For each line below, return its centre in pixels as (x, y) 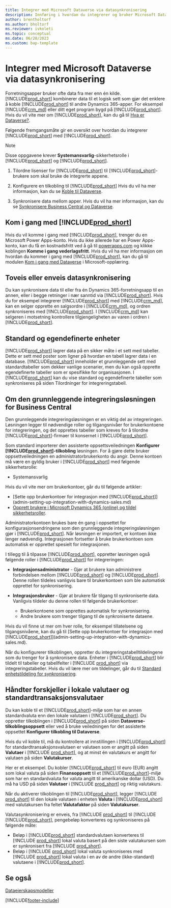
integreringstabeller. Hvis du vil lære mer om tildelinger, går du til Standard (83, 668)
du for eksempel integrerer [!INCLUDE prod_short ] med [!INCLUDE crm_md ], (84, 301)
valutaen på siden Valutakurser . (39, 758)
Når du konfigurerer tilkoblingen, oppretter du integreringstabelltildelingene (84, 652)
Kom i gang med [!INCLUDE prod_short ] (68, 223)
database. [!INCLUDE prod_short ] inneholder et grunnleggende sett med (81, 361)
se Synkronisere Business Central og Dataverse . (63, 206)
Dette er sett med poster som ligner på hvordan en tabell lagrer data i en (81, 356)
